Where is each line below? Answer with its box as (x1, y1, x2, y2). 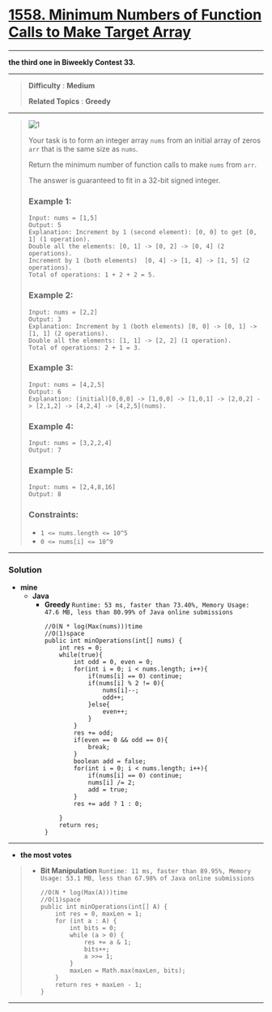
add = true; (87, 786, 129, 794)
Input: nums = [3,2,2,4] (28, 440, 113, 448)
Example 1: (28, 195, 72, 207)
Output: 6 (28, 388, 62, 396)
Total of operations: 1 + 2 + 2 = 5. (28, 271, 156, 279)
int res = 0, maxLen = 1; (55, 910, 143, 918)
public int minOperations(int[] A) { (40, 903, 168, 911)
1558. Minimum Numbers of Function (8, 6, 262, 24)
